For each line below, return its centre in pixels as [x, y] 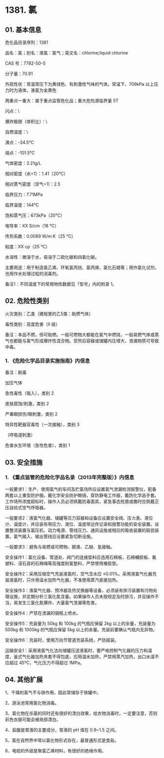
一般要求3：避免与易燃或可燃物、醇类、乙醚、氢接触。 [60, 547]
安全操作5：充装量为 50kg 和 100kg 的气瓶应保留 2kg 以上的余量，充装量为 [80, 623]
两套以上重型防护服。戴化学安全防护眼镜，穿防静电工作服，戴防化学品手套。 [82, 495]
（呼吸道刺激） [20, 435]
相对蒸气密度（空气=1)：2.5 [33, 184]
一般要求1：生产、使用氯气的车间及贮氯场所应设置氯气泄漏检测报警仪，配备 [81, 489]
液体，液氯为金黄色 [37, 90]
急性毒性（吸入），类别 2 [30, 393]
